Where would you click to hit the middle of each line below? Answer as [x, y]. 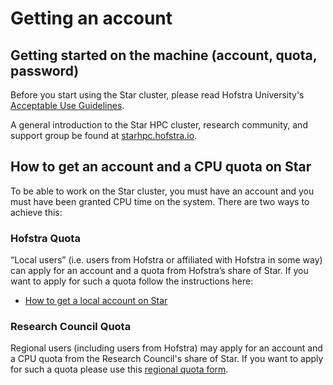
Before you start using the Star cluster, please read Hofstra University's [157, 95]
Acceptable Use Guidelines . [67, 105]
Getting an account [91, 18]
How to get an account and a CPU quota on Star [161, 167]
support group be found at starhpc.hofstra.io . [104, 135]
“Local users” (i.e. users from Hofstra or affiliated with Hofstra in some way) [166, 260]
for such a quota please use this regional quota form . [119, 369]
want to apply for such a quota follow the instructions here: [132, 281]
